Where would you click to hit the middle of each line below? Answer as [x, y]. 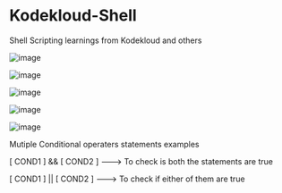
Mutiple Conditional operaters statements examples [104, 144]
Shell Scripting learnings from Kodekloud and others [106, 40]
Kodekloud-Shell [73, 16]
